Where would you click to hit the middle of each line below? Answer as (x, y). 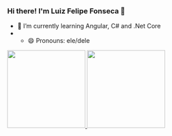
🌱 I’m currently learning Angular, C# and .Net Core (89, 26)
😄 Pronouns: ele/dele (59, 41)
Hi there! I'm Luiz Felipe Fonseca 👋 (66, 11)
